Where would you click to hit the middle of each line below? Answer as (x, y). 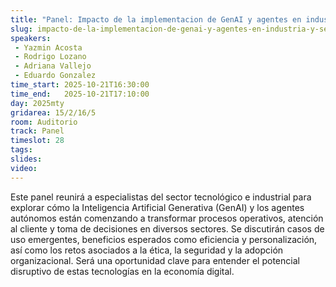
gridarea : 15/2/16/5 (53, 112)
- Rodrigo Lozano (50, 57)
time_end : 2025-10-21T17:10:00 (80, 94)
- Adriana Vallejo (53, 66)
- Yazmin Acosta (48, 47)
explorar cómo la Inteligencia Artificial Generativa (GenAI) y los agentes (157, 207)
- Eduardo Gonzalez (55, 76)
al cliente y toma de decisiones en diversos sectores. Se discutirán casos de (167, 228)
